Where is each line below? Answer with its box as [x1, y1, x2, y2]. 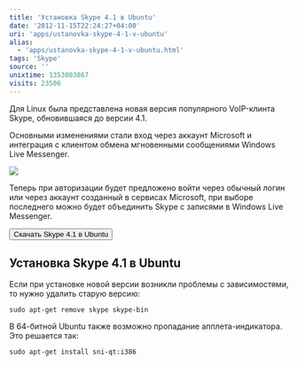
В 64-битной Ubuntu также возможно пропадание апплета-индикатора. [9, 321, 283, 332]
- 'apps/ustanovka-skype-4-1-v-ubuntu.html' [17, 46, 184, 55]
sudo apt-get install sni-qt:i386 [9, 347, 137, 357]
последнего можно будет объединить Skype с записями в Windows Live [9, 201, 284, 212]
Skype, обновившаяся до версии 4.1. [9, 113, 148, 123]
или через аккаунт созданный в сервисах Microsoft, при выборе [9, 191, 254, 202]
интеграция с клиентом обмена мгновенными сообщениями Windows [9, 139, 277, 150]
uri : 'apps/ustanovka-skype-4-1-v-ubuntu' [9, 29, 168, 38]
